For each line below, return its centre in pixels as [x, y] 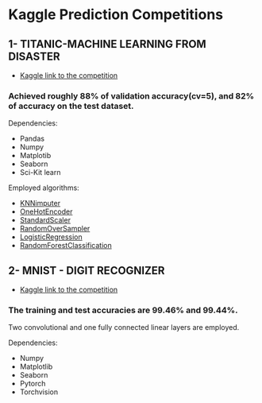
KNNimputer [40, 203]
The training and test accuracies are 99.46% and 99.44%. [123, 310]
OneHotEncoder [46, 211]
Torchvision [39, 392]
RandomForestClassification [66, 246]
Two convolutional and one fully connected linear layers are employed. [124, 327]
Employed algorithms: [44, 188]
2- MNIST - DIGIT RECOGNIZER [87, 271]
